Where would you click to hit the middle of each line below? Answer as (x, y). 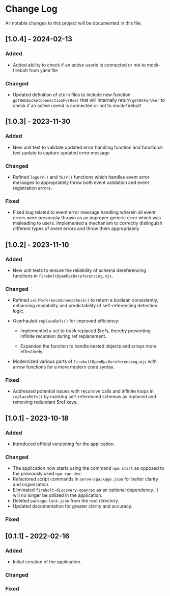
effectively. (32, 352)
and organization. (31, 485)
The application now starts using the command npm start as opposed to (88, 468)
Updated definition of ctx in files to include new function (72, 95)
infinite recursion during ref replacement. (63, 336)
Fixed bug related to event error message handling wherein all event (84, 212)
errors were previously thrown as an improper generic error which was (87, 218)
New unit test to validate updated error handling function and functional (88, 147)
